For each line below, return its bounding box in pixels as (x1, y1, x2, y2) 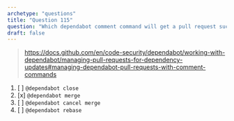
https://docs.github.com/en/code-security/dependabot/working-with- (24, 48, 226, 57)
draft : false (7, 29, 45, 37)
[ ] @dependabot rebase (17, 106, 82, 114)
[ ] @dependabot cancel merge (17, 98, 101, 107)
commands (24, 71, 57, 79)
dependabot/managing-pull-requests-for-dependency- (24, 56, 183, 64)
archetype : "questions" (7, 10, 77, 17)
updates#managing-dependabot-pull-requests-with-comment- (24, 63, 206, 71)
